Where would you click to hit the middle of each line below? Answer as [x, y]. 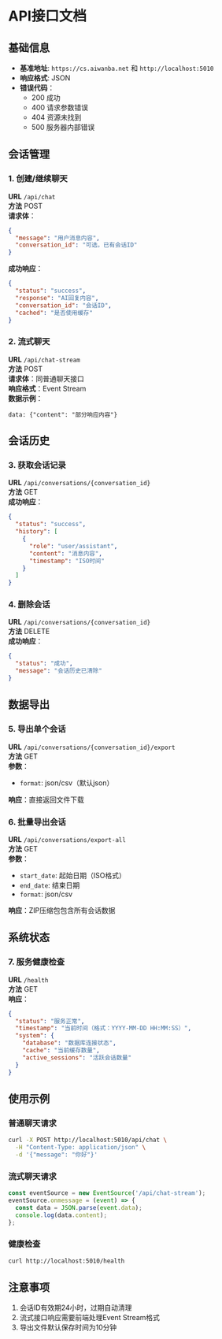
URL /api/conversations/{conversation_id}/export [92, 747]
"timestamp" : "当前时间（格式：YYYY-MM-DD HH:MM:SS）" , [103, 1029]
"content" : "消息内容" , [65, 553]
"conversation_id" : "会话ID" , [63, 305]
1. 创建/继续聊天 [38, 179]
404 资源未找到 [56, 117]
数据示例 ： [26, 398]
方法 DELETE [29, 632]
